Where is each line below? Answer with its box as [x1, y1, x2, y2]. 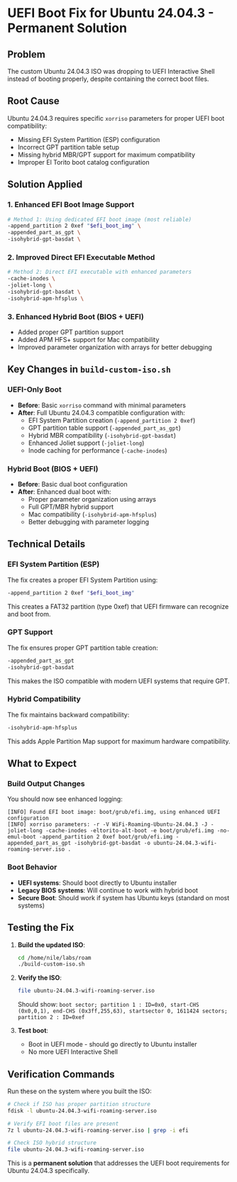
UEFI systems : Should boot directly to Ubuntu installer [17, 878, 177, 887]
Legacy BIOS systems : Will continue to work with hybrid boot [17, 885, 199, 895]
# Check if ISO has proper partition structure [7, 1100, 151, 1108]
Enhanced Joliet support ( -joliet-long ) [28, 438, 145, 447]
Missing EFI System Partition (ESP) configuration [17, 135, 160, 143]
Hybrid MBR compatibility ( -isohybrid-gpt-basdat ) [28, 431, 176, 439]
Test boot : [17, 1027, 48, 1035]
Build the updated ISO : [17, 940, 85, 949]
